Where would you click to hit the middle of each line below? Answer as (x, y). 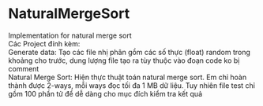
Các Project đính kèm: (44, 43)
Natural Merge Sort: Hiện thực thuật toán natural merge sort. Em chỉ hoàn (128, 77)
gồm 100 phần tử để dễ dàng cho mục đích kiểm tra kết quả (105, 93)
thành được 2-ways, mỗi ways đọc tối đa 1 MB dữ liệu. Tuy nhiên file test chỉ (131, 85)
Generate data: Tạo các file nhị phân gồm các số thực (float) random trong (130, 52)
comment (24, 68)
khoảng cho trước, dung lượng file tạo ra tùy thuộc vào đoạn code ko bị (124, 60)
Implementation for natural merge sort (70, 35)
